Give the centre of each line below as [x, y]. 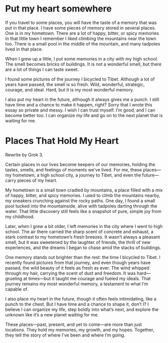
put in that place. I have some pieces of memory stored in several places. [80, 27]
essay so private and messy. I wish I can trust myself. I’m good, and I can [80, 110]
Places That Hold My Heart [62, 141]
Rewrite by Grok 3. [24, 154]
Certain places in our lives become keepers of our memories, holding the [80, 164]
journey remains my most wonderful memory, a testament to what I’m [77, 283]
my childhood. [20, 216]
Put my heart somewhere [58, 9]
